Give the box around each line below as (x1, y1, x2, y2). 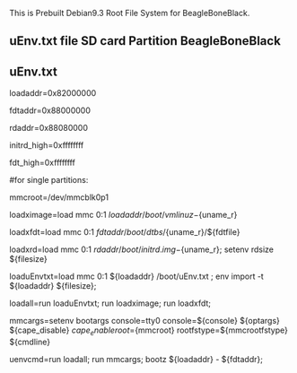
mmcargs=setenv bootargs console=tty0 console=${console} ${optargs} (9, 316, 281, 326)
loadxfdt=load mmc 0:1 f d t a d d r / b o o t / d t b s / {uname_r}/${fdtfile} (9, 227, 240, 238)
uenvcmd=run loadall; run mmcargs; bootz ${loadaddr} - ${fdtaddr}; (9, 354, 263, 364)
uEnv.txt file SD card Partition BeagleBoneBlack (9, 33, 281, 48)
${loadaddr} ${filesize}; (9, 281, 97, 291)
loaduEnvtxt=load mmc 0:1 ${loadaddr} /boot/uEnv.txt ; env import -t (9, 271, 265, 282)
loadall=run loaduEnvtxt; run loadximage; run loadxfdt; (9, 298, 212, 308)
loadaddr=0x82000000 (9, 88, 97, 99)
